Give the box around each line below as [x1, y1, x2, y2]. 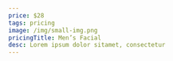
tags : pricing [8, 19, 56, 27]
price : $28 [8, 11, 45, 20]
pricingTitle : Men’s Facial [8, 33, 102, 42]
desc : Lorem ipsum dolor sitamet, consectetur [8, 41, 166, 49]
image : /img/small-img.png [8, 26, 98, 34]
